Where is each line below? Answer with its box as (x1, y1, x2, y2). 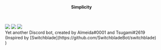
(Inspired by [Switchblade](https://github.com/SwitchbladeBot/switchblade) (5, 35, 157, 40)
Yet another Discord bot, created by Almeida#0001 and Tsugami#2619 (5, 30, 145, 35)
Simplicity (71, 4, 92, 10)
